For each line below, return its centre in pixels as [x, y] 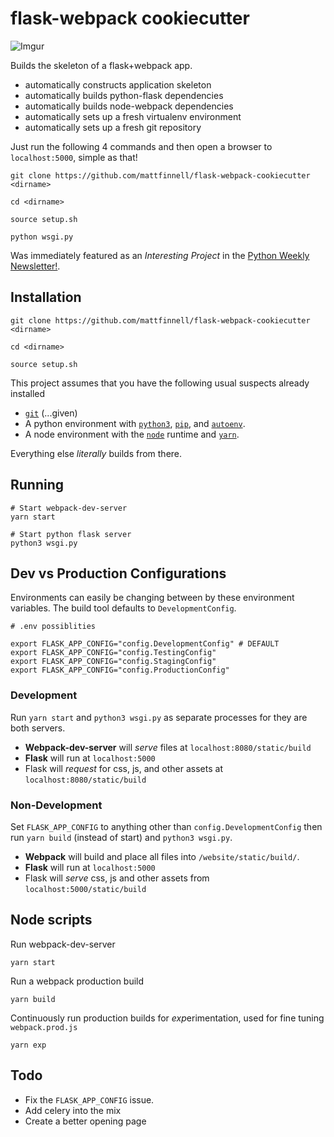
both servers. [38, 728]
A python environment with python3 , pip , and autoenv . [135, 423]
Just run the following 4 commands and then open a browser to [141, 146]
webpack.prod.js [44, 1027]
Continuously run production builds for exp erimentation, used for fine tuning [167, 1018]
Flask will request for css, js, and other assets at [123, 768]
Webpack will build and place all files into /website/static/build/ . [162, 856]
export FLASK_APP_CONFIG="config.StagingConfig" [113, 662]
